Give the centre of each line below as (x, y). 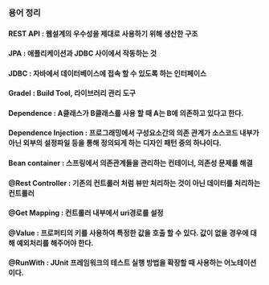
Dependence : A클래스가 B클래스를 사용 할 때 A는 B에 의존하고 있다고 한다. (126, 113)
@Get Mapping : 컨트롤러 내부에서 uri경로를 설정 (86, 213)
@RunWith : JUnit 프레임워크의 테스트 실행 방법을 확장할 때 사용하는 (116, 262)
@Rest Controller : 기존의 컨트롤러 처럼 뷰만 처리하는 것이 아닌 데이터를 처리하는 (134, 183)
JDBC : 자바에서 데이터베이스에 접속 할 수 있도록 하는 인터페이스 (108, 73)
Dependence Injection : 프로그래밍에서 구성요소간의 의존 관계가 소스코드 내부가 (134, 133)
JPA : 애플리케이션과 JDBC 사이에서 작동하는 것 (83, 53)
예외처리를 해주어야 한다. (55, 242)
